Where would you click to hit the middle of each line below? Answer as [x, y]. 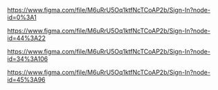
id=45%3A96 [26, 80]
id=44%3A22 [27, 38]
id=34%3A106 [28, 59]
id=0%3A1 [22, 17]
